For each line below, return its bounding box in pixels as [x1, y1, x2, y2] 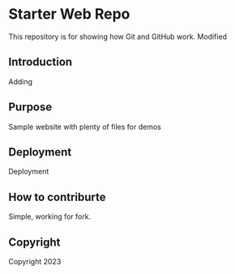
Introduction [8, 55, 73, 69]
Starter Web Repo [8, 5, 130, 24]
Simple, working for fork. [8, 212, 92, 221]
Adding [8, 76, 33, 86]
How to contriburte [8, 190, 107, 203]
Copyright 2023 [8, 257, 62, 266]
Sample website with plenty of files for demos [8, 122, 162, 131]
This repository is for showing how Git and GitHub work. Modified [8, 32, 228, 41]
